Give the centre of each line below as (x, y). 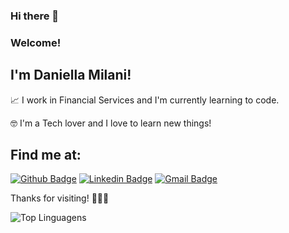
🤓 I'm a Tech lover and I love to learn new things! (111, 123)
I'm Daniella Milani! (71, 75)
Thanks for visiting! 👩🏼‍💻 (60, 198)
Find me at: (46, 155)
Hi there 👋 (35, 16)
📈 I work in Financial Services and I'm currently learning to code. (145, 100)
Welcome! (36, 42)
